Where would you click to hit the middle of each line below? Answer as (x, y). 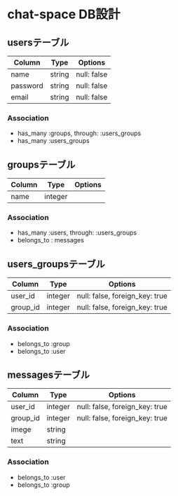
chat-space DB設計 (64, 14)
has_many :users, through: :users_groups (77, 233)
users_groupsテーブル (56, 264)
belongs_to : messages (50, 240)
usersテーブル (38, 42)
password (27, 86)
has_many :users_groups (53, 141)
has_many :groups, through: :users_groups (79, 133)
